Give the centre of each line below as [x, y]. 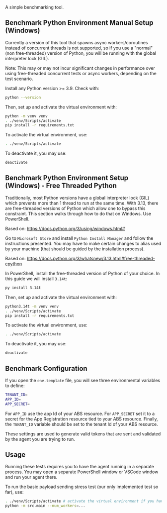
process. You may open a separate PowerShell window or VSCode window [82, 472]
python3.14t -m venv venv [32, 306]
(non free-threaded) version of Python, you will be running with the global [81, 53]
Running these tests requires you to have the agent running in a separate [80, 467]
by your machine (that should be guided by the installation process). [75, 249]
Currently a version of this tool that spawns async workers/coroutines [77, 42]
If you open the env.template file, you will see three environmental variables [83, 380]
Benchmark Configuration [46, 368]
